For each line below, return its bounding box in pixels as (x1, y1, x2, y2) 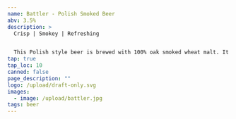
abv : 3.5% (7, 17, 37, 24)
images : (7, 88, 30, 95)
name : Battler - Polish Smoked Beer (7, 10, 115, 18)
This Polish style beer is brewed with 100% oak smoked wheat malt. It (13, 49, 230, 56)
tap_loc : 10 (7, 62, 42, 69)
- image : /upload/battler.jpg (13, 94, 102, 102)
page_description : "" (7, 75, 71, 82)
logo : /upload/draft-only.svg (7, 82, 97, 89)
